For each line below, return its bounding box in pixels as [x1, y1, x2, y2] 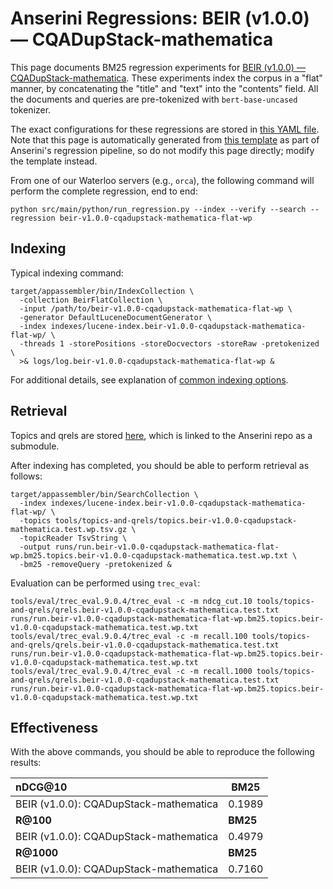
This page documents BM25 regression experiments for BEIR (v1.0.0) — [10, 61, 306, 73]
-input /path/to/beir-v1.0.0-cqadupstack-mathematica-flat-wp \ [19, 303, 293, 314]
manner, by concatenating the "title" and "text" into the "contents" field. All [10, 82, 319, 94]
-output [19, 542, 52, 552]
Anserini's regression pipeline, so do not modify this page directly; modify [10, 144, 315, 156]
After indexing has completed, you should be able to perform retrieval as [10, 459, 310, 471]
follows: [10, 470, 43, 482]
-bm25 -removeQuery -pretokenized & [19, 559, 172, 569]
